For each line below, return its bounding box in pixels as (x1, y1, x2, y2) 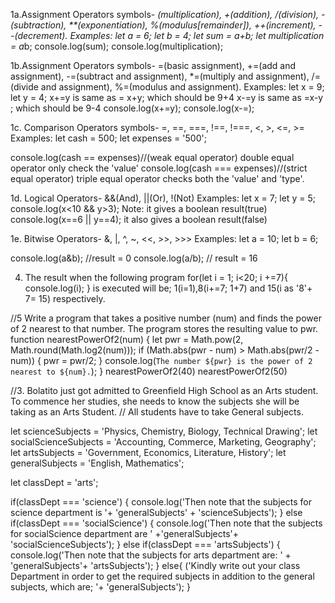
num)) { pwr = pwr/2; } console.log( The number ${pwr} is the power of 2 (10, 355, 313, 366)
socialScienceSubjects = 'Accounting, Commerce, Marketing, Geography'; (10, 436, 317, 448)
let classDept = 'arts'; (10, 477, 99, 488)
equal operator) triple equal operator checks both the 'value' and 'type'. (10, 173, 305, 184)
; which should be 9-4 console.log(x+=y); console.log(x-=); (10, 102, 255, 114)
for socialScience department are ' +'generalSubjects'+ (10, 528, 240, 539)
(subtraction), (10, 19, 67, 31)
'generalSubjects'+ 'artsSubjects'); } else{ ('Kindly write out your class (10, 560, 301, 571)
